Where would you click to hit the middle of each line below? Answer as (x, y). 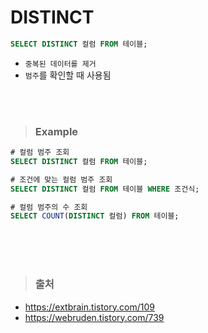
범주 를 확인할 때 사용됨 (68, 75)
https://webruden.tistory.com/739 (94, 317)
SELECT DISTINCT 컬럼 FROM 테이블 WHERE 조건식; (105, 189)
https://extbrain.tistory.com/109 (89, 307)
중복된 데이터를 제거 (60, 64)
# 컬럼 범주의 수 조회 (49, 207)
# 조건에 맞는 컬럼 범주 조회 (61, 179)
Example (56, 131)
